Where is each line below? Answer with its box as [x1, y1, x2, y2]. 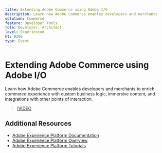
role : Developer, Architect [5, 25, 62, 30]
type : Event [5, 39, 29, 44]
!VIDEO [17, 105, 32, 111]
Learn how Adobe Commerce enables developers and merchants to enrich [5, 86, 155, 92]
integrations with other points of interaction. [5, 96, 93, 102]
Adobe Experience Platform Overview [12, 138, 88, 143]
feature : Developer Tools [5, 20, 57, 26]
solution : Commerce [5, 16, 45, 21]
